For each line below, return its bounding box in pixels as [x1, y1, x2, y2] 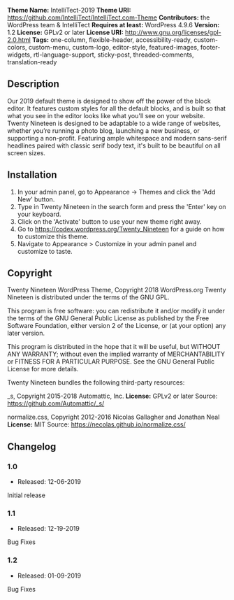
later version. [7, 329, 45, 338]
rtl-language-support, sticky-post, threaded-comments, [33, 50, 194, 59]
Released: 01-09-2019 [17, 571, 82, 580]
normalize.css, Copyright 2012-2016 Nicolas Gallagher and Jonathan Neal [7, 413, 220, 422]
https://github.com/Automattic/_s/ [7, 399, 105, 408]
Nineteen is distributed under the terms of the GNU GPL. [7, 293, 170, 301]
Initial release [7, 491, 45, 499]
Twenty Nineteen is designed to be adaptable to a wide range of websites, [7, 119, 221, 127]
